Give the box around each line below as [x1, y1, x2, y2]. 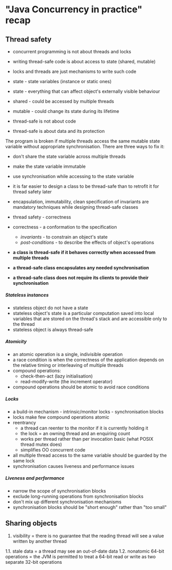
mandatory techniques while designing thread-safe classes [12, 204, 139, 210]
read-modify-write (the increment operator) [20, 378, 113, 384]
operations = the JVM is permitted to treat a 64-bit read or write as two [5, 553, 156, 560]
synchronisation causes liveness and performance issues [12, 463, 135, 469]
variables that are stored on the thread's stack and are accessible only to [12, 316, 167, 322]
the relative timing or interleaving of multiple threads [12, 362, 124, 368]
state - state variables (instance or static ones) [12, 78, 112, 84]
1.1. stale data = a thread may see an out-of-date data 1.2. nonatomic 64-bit [5, 548, 164, 554]
